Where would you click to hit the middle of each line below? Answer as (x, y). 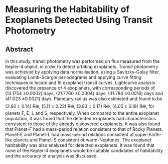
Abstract (19, 49)
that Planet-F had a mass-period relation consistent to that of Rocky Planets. (84, 129)
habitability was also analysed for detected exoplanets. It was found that (80, 145)
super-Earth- (148, 135)
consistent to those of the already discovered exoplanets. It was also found (83, 124)
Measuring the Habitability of (67, 9)
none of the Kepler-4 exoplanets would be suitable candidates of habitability (84, 150)
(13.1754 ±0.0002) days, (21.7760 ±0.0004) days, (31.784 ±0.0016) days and (84, 93)
